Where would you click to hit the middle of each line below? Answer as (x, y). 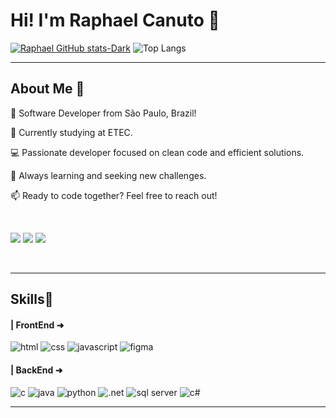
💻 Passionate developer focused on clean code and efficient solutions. (157, 152)
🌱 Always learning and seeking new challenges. (108, 175)
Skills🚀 (32, 299)
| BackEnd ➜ (36, 370)
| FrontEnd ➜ (37, 325)
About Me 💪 (47, 89)
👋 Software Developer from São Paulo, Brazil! (103, 113)
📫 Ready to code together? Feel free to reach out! (114, 195)
